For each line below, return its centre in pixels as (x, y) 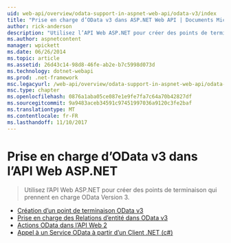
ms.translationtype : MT (41, 109)
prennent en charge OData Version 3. (77, 198)
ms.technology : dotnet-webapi (51, 71)
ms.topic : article (33, 59)
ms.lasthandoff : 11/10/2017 (47, 122)
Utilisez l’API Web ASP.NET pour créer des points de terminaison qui (120, 190)
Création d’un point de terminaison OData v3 (80, 211)
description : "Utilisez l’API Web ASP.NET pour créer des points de (107, 33)
